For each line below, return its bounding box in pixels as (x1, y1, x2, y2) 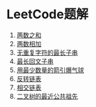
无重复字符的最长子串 (16, 48, 78, 57)
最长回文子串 (16, 57, 54, 65)
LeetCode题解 (6, 6, 88, 22)
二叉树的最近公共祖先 (16, 92, 78, 100)
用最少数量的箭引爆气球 (16, 66, 84, 74)
